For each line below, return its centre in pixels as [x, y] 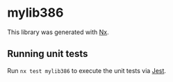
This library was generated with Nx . [58, 32]
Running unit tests [48, 54]
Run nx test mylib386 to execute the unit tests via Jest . [87, 70]
